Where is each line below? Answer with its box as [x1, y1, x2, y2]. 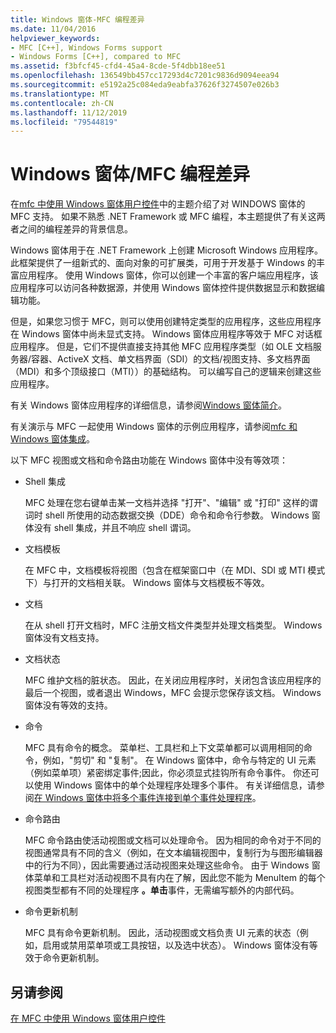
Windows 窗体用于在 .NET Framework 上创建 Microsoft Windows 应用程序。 [10, 244, 324, 256]
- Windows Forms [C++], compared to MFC [10, 52, 182, 62]
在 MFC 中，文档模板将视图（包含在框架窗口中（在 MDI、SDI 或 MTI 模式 [24, 564, 326, 576]
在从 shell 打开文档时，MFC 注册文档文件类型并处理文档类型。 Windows [24, 619, 323, 631]
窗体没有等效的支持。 [24, 699, 113, 711]
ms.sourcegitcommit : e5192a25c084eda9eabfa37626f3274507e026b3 [10, 80, 280, 90]
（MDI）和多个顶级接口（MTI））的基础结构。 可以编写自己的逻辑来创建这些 [10, 366, 322, 378]
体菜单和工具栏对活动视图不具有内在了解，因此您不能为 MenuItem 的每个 [24, 872, 326, 884]
